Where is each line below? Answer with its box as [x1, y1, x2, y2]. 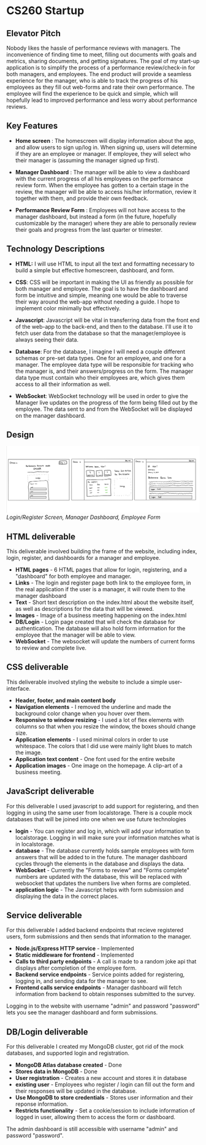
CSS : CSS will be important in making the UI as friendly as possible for [15, 278, 194, 286]
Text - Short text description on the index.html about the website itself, [15, 599, 194, 606]
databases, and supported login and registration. [6, 1049, 130, 1057]
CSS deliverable [6, 662, 69, 672]
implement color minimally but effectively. [15, 304, 121, 312]
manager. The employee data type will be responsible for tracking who [15, 361, 194, 368]
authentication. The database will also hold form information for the [15, 624, 186, 632]
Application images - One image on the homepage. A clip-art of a [15, 762, 183, 769]
